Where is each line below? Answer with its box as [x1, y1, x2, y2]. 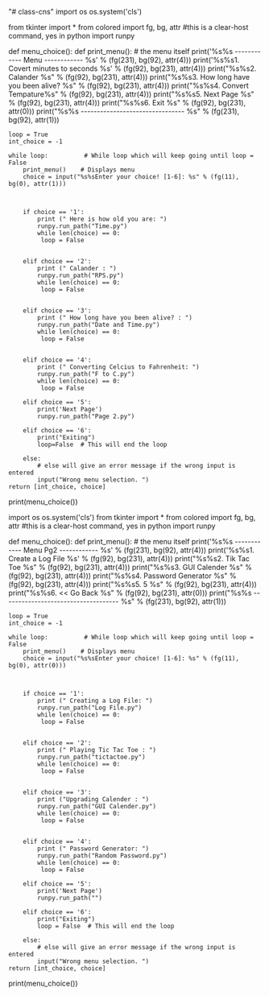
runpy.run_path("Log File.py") [37, 704, 143, 712]
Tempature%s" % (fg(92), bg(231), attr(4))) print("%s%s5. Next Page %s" [8, 89, 255, 99]
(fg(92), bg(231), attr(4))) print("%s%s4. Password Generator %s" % [8, 571, 237, 581]
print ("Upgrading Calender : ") [37, 796, 150, 804]
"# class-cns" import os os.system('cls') [8, 7, 143, 16]
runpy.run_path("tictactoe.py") [37, 753, 147, 761]
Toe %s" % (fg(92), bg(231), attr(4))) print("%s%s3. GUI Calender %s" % [8, 563, 252, 572]
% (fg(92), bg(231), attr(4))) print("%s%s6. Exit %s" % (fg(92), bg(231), [8, 98, 246, 107]
